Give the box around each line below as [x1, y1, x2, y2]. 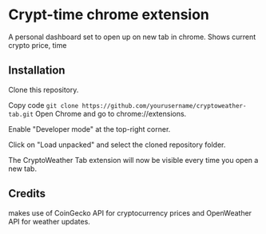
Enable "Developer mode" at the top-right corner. [8, 124, 171, 133]
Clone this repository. [8, 85, 79, 94]
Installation [8, 64, 66, 77]
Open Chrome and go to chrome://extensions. [35, 109, 187, 118]
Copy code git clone [8, 100, 79, 109]
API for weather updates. [8, 216, 90, 226]
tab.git [8, 110, 34, 118]
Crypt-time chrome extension [8, 6, 210, 24]
